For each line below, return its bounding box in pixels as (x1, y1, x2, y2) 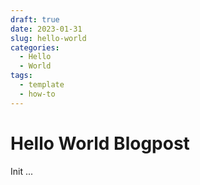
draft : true (10, 14, 60, 25)
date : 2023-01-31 (10, 24, 83, 34)
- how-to (19, 89, 56, 99)
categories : (10, 42, 60, 53)
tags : (10, 71, 33, 81)
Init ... (10, 165, 34, 177)
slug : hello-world (10, 33, 87, 43)
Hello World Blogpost (10, 132, 190, 155)
